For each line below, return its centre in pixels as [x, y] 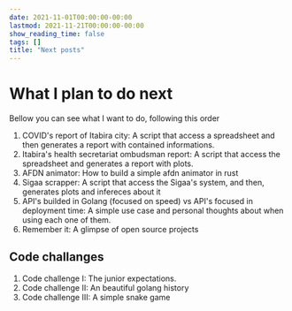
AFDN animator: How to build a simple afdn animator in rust [130, 173]
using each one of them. [66, 220]
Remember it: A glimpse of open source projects [110, 230]
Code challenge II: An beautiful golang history [105, 287]
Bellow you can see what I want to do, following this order [115, 118]
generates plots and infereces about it [91, 192]
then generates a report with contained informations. [118, 145]
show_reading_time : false [57, 34]
